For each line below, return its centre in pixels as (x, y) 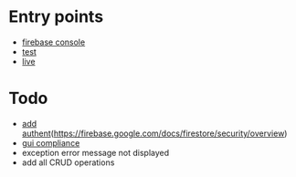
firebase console (53, 42)
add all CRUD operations (68, 162)
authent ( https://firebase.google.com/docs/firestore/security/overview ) (154, 133)
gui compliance (51, 142)
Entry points (56, 17)
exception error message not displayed (95, 152)
